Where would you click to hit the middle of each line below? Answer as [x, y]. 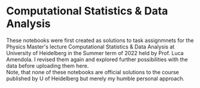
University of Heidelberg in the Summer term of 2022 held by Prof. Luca [95, 53]
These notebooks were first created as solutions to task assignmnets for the [100, 40]
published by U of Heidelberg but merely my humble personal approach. [95, 78]
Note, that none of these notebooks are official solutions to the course [93, 72]
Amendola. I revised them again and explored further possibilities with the [97, 59]
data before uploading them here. [48, 66]
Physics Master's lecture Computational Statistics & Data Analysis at [90, 47]
